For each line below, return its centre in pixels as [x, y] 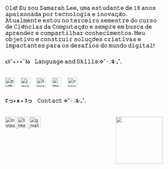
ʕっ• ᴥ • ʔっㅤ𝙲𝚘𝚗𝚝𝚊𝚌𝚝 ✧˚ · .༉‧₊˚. [46, 101]
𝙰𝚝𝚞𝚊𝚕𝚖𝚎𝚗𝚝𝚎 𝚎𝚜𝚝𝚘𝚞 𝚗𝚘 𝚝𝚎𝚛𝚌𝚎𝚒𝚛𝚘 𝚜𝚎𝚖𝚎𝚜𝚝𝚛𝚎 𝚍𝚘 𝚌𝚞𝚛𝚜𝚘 [81, 21]
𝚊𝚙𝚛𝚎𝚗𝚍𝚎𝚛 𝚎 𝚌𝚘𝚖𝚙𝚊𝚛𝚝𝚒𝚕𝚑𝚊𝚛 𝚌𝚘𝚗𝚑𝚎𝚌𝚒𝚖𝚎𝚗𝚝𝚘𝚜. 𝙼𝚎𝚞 [75, 33]
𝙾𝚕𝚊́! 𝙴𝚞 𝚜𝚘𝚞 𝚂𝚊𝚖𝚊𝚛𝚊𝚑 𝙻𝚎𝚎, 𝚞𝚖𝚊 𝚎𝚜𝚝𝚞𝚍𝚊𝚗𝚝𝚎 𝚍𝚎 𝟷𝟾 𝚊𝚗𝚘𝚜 [80, 8]
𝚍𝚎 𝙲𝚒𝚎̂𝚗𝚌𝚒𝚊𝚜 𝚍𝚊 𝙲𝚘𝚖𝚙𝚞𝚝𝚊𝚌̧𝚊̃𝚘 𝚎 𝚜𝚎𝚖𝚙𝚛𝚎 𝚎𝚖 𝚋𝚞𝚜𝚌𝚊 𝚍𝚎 [79, 27]
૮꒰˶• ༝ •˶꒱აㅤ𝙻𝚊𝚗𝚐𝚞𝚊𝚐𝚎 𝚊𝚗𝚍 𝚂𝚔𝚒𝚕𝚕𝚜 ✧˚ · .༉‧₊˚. [64, 61]
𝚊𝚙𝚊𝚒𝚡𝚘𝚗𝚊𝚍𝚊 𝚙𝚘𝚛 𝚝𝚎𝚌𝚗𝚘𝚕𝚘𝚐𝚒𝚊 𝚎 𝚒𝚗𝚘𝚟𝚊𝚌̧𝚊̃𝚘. [66, 14]
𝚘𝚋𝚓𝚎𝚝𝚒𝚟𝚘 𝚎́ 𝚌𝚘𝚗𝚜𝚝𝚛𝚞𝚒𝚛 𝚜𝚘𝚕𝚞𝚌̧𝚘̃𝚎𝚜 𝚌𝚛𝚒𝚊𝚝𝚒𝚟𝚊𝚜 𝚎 [73, 39]
